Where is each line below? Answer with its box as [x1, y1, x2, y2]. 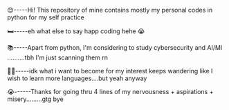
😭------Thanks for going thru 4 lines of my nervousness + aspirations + [7, 88, 214, 95]
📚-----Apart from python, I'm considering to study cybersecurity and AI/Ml [7, 44, 223, 51]
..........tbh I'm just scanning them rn [7, 53, 109, 62]
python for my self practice [7, 13, 84, 21]
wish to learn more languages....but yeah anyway [7, 74, 147, 82]
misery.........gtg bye [7, 95, 64, 103]
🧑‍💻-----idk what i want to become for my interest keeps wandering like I [7, 67, 213, 75]
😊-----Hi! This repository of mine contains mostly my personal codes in [7, 6, 213, 14]
